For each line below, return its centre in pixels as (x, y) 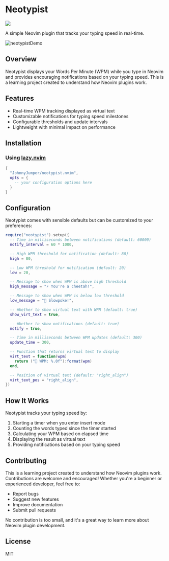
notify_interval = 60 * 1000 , (42, 245)
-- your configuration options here (53, 183)
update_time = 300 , (31, 343)
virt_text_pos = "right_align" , (44, 380)
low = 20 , (20, 273)
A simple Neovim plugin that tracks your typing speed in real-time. (75, 33)
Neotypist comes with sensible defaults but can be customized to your (79, 220)
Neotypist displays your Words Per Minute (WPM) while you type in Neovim (84, 71)
